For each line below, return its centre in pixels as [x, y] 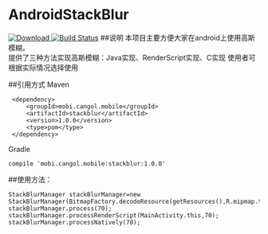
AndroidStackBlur [69, 15]
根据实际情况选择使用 [43, 67]
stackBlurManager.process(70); [60, 209]
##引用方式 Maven [39, 84]
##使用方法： [30, 179]
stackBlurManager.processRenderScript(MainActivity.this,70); [114, 215]
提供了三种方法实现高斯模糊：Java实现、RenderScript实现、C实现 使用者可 [132, 57]
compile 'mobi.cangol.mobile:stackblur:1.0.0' [87, 164]
